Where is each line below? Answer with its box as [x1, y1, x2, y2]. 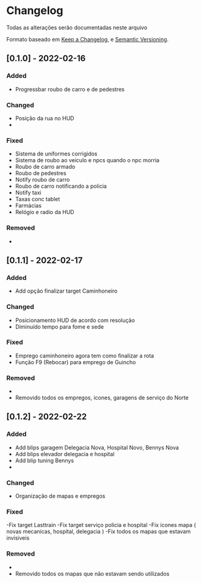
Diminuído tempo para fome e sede [15, 323, 104, 330]
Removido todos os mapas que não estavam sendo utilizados [15, 570, 170, 577]
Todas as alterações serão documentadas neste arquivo [6, 24, 148, 31]
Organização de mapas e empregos [15, 492, 106, 500]
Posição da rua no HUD [15, 114, 74, 122]
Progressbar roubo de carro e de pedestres [15, 85, 125, 93]
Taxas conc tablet [15, 196, 60, 203]
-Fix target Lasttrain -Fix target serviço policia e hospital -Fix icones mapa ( [6, 521, 197, 529]
